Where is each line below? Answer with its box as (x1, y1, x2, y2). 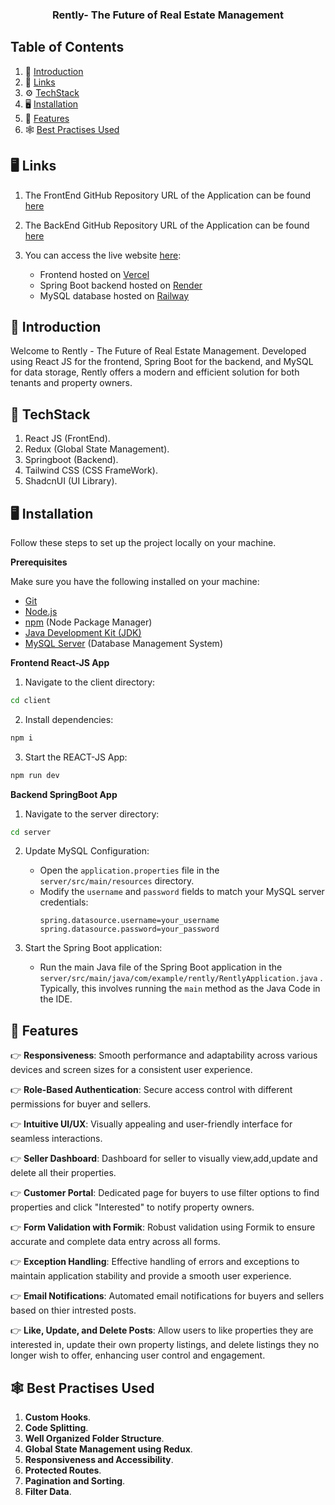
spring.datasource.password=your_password (39, 924, 220, 935)
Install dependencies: (24, 713, 114, 725)
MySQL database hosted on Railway (39, 289, 190, 302)
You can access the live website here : (24, 249, 182, 261)
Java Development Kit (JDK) (24, 626, 142, 638)
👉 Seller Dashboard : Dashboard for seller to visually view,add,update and (10, 1153, 318, 1165)
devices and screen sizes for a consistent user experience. (10, 1064, 253, 1076)
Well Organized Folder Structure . (24, 1433, 165, 1445)
